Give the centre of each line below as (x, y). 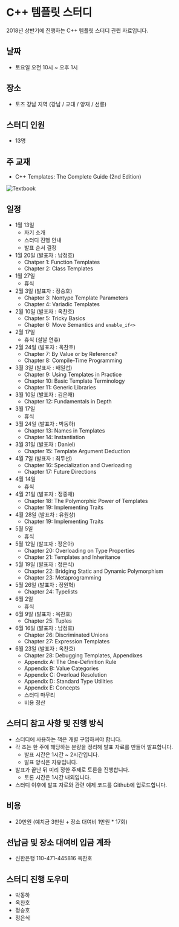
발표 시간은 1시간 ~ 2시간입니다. (62, 754)
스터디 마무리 (40, 695)
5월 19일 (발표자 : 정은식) (44, 564)
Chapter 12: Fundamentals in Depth (68, 401)
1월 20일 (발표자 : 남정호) (44, 255)
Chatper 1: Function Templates (62, 262)
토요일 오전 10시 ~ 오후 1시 (46, 67)
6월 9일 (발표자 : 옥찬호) (44, 614)
